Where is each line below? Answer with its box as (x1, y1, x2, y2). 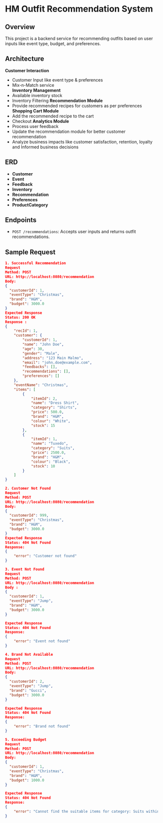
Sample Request (5, 248, 56, 256)
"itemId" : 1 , (31, 436, 57, 442)
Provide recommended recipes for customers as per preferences (12, 103, 142, 109)
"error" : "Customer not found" (14, 554, 77, 559)
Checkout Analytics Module (12, 118, 69, 124)
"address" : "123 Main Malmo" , (22, 355, 83, 360)
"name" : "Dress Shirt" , (31, 401, 79, 405)
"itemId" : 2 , (31, 396, 57, 401)
